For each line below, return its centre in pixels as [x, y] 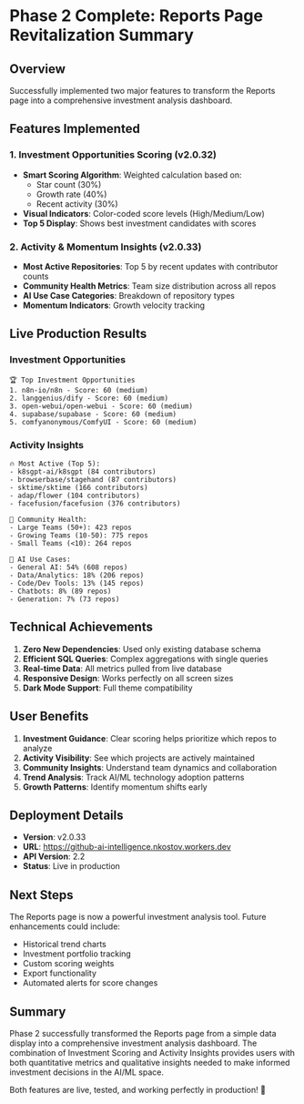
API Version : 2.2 [54, 856]
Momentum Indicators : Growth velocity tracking [114, 305]
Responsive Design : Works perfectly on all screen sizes [128, 678]
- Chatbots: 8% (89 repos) [61, 591]
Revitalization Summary [101, 35]
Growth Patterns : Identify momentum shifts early [115, 787]
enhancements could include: [65, 926]
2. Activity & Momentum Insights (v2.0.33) [106, 247]
